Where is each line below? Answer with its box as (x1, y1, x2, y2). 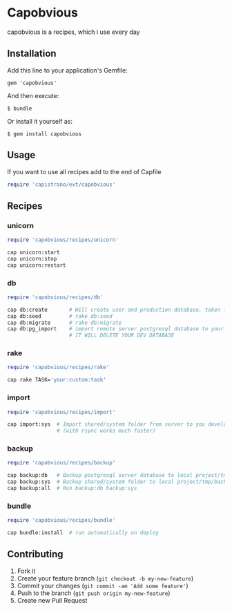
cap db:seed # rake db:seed (7, 312, 113, 319)
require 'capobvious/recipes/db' (7, 294, 104, 301)
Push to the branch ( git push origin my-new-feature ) (17, 589, 171, 597)
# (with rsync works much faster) (56, 427, 156, 435)
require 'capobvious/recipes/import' (7, 408, 116, 415)
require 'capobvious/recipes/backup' (7, 460, 116, 467)
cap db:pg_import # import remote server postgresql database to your (7, 326, 224, 332)
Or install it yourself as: (7, 117, 72, 125)
